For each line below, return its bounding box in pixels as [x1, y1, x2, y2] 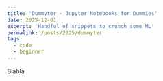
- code [13, 42, 32, 49]
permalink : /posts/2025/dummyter [7, 29, 103, 36]
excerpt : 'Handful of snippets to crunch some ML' [7, 23, 155, 30]
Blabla [7, 67, 25, 76]
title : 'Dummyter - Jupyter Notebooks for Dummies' [7, 10, 158, 17]
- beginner [13, 49, 45, 56]
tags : [7, 36, 23, 43]
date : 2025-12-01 [7, 16, 57, 23]
